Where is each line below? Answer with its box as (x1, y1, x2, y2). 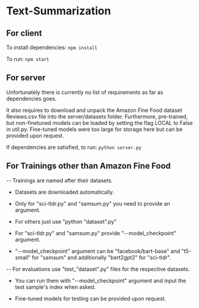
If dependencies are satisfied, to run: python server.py (6, 144, 142, 151)
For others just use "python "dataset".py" (14, 218, 117, 225)
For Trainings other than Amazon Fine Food (6, 161, 171, 171)
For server (6, 73, 46, 83)
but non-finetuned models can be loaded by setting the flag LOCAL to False (6, 119, 193, 126)
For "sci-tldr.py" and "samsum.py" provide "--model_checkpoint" (14, 229, 177, 237)
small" (14, 254, 31, 261)
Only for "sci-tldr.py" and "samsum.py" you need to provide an (14, 200, 170, 207)
